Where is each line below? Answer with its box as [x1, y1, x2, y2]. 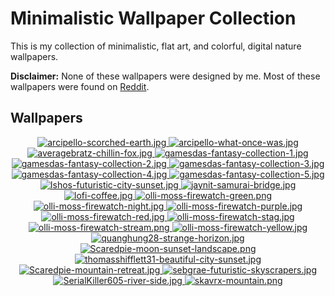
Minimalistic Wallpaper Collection [10, 7, 297, 30]
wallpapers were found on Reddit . [10, 80, 150, 92]
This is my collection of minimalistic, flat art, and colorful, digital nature [10, 40, 302, 52]
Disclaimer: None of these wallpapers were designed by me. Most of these [10, 70, 321, 82]
